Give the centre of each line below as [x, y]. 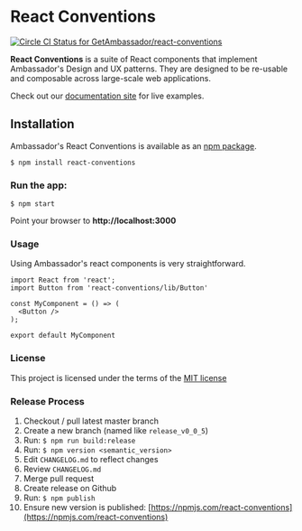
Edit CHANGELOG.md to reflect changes [91, 459]
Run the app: [39, 185]
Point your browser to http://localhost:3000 [93, 221]
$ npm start [32, 204]
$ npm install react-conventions [73, 163]
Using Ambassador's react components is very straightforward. [128, 264]
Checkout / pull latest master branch [91, 421]
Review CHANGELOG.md [62, 469]
